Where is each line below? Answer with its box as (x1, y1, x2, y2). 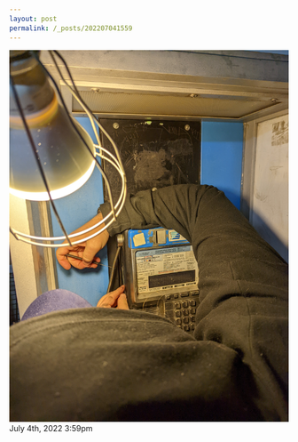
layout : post (9, 14, 58, 23)
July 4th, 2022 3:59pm (9, 422, 93, 433)
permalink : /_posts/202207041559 (9, 23, 133, 33)
